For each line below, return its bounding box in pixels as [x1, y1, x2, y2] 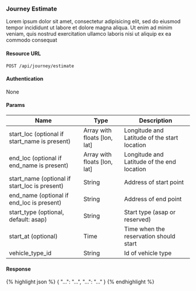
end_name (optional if [9, 191, 69, 199]
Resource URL [6, 50, 41, 57]
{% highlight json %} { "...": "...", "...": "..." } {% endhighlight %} [6, 278, 155, 285]
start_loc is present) [9, 182, 64, 190]
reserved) [124, 215, 151, 223]
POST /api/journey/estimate [6, 63, 75, 69]
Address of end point [124, 195, 182, 203]
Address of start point [124, 178, 184, 186]
